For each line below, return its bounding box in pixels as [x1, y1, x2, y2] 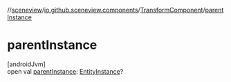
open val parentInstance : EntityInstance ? [7, 67, 124, 75]
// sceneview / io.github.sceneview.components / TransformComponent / [7, 6, 205, 14]
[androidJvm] [7, 60, 46, 68]
